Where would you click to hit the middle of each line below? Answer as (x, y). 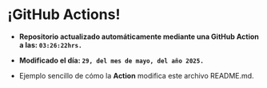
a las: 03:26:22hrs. (50, 44)
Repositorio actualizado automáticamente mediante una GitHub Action (139, 36)
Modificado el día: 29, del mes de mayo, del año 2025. (112, 60)
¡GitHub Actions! (64, 15)
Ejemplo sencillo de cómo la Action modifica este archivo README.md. (136, 75)
